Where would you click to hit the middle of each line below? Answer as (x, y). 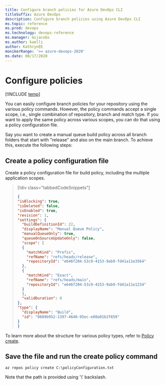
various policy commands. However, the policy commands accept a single (81, 109)
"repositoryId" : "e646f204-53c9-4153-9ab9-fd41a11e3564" (86, 261)
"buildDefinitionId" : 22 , (49, 225)
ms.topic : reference (27, 24)
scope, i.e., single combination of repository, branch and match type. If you (82, 114)
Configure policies (44, 80)
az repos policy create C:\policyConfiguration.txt (59, 368)
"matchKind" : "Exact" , (50, 275)
